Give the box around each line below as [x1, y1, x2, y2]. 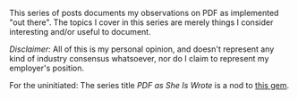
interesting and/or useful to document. [9, 27, 151, 37]
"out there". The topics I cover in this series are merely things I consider [9, 17, 274, 28]
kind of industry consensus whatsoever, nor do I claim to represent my [9, 54, 269, 63]
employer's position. [9, 62, 85, 73]
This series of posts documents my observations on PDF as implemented [9, 8, 279, 18]
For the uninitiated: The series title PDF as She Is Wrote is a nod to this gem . [9, 80, 289, 90]
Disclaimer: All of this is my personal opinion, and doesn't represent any [9, 44, 275, 54]
